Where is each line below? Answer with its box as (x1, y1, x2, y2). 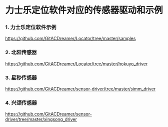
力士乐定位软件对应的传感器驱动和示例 (5, 5, 163, 16)
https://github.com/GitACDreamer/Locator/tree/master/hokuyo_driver (5, 61, 148, 67)
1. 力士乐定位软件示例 (5, 24, 56, 31)
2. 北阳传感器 (5, 49, 37, 56)
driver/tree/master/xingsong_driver (5, 116, 77, 122)
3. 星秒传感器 (5, 74, 37, 81)
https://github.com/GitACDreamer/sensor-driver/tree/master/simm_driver (5, 86, 156, 92)
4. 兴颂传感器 (5, 99, 37, 106)
